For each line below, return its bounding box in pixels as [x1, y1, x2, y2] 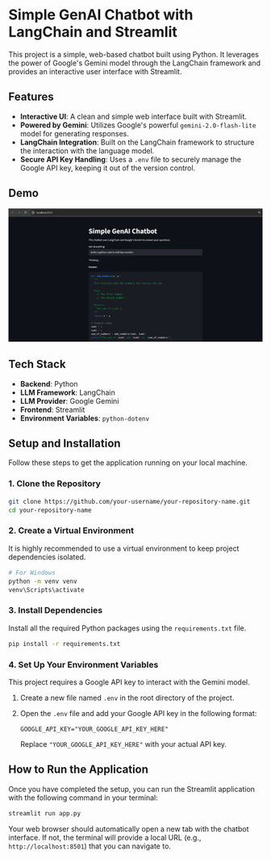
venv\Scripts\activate [8, 585, 85, 594]
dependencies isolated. [8, 551, 86, 562]
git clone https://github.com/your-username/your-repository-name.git [8, 497, 251, 505]
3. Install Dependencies [8, 605, 103, 616]
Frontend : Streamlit [19, 404, 85, 414]
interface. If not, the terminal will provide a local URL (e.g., [8, 832, 202, 842]
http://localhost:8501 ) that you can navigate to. [8, 841, 172, 851]
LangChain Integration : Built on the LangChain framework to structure [19, 137, 255, 147]
